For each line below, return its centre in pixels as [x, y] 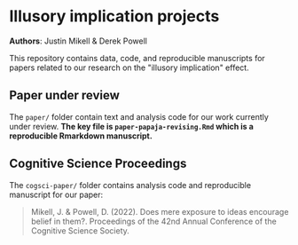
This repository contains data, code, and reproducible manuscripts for [137, 58]
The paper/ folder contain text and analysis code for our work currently [139, 116]
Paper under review [64, 95]
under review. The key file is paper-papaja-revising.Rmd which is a [132, 126]
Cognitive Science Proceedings [98, 164]
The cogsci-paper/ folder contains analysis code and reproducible [130, 185]
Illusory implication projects [114, 16]
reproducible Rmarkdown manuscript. [81, 136]
